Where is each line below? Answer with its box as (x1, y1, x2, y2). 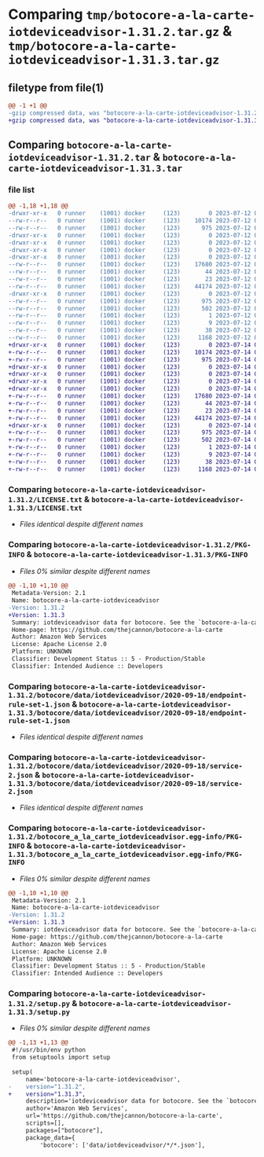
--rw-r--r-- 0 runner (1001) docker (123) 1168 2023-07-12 (8, 334, 251, 342)
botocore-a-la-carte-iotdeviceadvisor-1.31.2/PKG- (53, 540, 251, 549)
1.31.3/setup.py (8, 1008, 71, 1017)
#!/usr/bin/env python (11, 1046, 86, 1054)
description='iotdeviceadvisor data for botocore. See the (25, 1097, 223, 1105)
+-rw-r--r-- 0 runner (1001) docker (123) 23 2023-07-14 (8, 406, 251, 414)
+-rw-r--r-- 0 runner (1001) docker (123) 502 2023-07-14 (8, 436, 251, 444)
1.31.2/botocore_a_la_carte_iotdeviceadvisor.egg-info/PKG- (8, 832, 244, 842)
